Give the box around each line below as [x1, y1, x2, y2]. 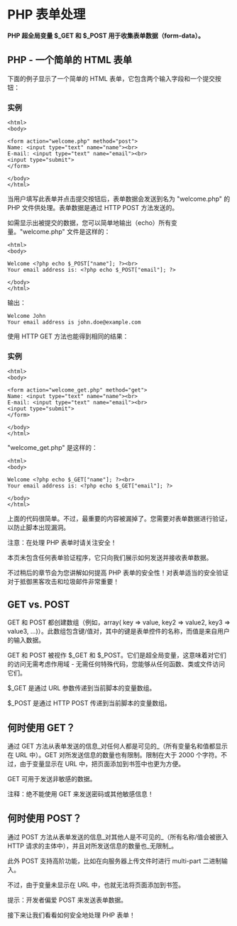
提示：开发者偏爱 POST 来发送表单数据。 [7, 895, 128, 904]
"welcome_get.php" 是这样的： [7, 443, 98, 452]
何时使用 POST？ [7, 812, 82, 825]
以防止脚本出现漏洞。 [7, 523, 70, 532]
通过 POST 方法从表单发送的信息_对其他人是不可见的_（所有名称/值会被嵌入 [7, 832, 228, 841]
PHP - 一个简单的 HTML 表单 [7, 54, 133, 66]
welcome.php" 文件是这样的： [22, 228, 111, 236]
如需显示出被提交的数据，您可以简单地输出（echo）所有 [7, 219, 172, 227]
